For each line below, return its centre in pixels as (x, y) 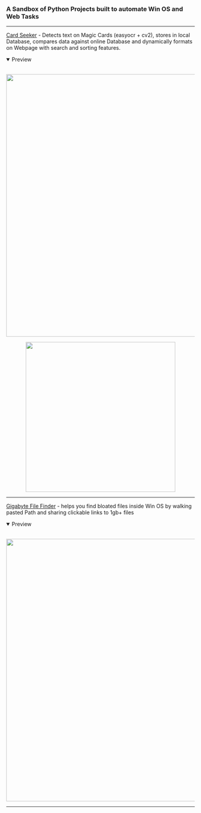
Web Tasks (23, 16)
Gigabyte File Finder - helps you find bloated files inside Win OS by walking (99, 506)
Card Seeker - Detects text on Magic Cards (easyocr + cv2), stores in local (98, 35)
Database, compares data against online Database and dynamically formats (99, 41)
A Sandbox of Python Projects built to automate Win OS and (95, 9)
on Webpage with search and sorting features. (63, 48)
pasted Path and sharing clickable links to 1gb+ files (70, 512)
